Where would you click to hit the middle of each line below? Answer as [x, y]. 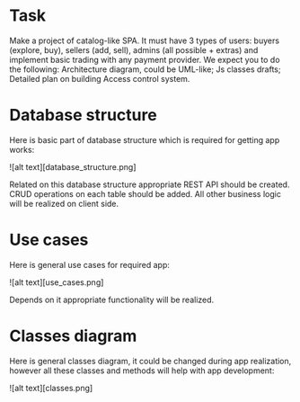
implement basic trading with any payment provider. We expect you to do [145, 59]
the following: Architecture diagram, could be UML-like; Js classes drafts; [145, 69]
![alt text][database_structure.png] [73, 166]
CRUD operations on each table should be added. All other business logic [145, 193]
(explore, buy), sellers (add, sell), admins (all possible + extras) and [134, 49]
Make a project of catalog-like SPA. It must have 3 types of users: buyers [145, 40]
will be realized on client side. [64, 203]
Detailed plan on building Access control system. [100, 78]
